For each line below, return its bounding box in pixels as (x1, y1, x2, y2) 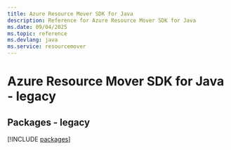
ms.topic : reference (7, 30, 68, 37)
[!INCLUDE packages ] (7, 135, 71, 143)
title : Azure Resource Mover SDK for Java (7, 10, 133, 18)
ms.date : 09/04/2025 (7, 23, 68, 30)
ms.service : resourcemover (7, 43, 86, 50)
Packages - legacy (7, 116, 90, 128)
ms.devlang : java (7, 37, 58, 44)
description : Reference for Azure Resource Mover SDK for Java (7, 17, 197, 24)
